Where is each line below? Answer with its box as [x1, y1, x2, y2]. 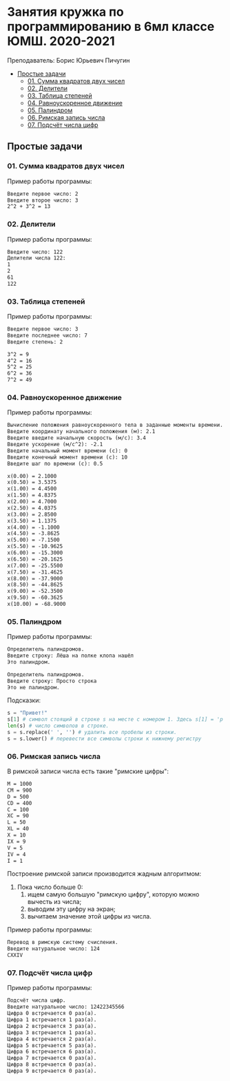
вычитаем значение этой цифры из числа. [27, 912, 151, 921]
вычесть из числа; [27, 898, 82, 906]
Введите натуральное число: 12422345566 [7, 1003, 125, 1011]
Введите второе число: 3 [7, 197, 79, 204]
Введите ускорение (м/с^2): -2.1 [7, 441, 103, 448]
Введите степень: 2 [7, 338, 63, 345]
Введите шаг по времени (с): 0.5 [7, 460, 103, 467]
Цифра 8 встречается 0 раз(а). [7, 1061, 97, 1068]
